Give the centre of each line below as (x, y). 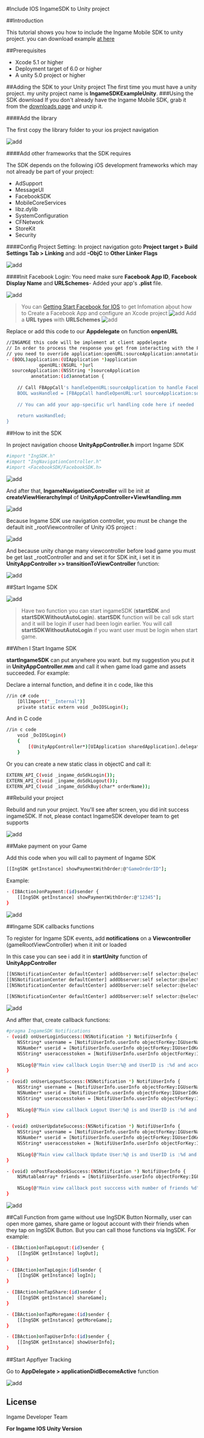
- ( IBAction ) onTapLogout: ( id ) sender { (55, 1247)
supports (18, 823)
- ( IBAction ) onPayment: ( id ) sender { (53, 892)
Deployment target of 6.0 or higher (58, 69)
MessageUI (29, 190)
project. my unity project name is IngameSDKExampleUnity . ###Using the (100, 93)
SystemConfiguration (42, 216)
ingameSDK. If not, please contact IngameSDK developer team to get (93, 816)
